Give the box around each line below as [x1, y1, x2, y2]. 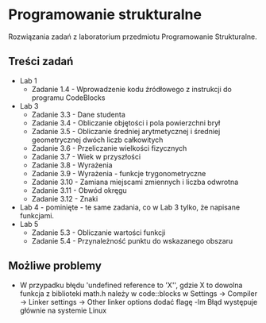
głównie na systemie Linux [19, 306, 107, 315]
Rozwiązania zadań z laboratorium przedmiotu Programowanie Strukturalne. [8, 32, 258, 41]
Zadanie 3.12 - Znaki [31, 194, 98, 203]
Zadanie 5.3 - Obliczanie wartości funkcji [31, 228, 166, 237]
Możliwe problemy [8, 260, 102, 273]
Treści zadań [8, 55, 74, 68]
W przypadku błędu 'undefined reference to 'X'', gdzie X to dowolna [19, 280, 243, 290]
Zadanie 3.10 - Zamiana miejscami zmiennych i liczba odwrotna [31, 177, 239, 186]
